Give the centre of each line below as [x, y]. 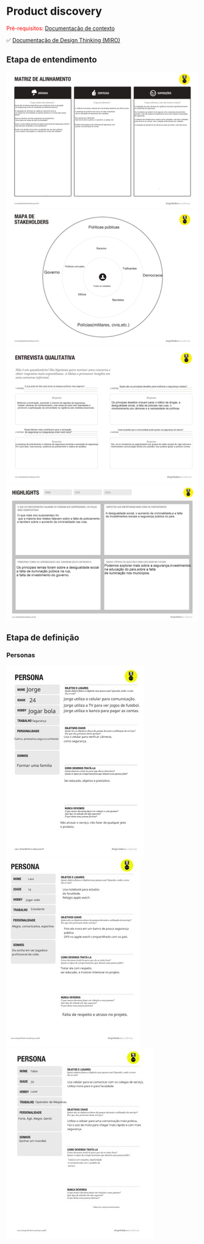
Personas [21, 655]
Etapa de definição [43, 638]
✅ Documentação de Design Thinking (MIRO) [63, 40]
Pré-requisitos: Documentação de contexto [60, 28]
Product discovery [54, 11]
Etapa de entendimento [52, 60]
